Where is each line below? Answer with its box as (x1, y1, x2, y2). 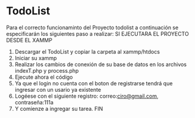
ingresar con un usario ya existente (14, 86, 101, 93)
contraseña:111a (14, 98, 54, 105)
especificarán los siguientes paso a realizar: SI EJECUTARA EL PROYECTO (6, 30, 189, 37)
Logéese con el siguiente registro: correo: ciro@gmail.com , (14, 92, 159, 100)
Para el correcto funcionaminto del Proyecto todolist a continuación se (6, 24, 179, 31)
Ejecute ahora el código (14, 73, 73, 80)
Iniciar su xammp (14, 54, 57, 61)
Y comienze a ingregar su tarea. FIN (14, 105, 103, 112)
